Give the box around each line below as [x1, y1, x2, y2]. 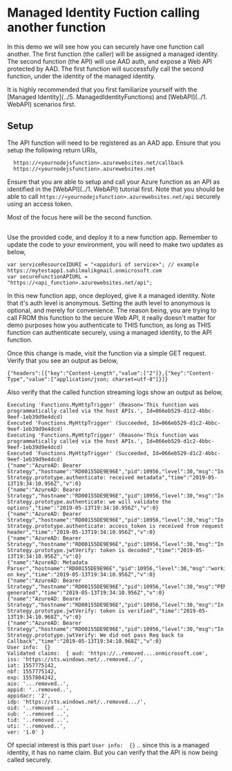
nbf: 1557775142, [7, 668, 57, 675]
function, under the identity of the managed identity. [7, 71, 156, 80]
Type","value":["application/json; [7, 376, 110, 383]
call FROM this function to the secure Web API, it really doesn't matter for [7, 314, 216, 322]
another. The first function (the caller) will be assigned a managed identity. [7, 50, 220, 58]
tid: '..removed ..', [7, 717, 70, 724]
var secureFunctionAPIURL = [7, 274, 88, 281]
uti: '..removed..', [7, 723, 67, 730]
